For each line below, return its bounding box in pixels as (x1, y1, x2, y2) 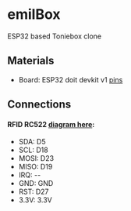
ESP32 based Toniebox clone (7, 31, 102, 41)
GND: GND (18, 179, 54, 188)
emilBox (7, 5, 61, 24)
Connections (7, 98, 72, 111)
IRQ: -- (18, 170, 41, 180)
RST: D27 (18, 187, 49, 197)
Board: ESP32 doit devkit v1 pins (18, 75, 123, 84)
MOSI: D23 (18, 154, 55, 163)
